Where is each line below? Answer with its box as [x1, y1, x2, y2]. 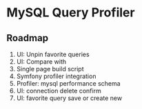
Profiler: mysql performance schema [16, 80, 121, 87]
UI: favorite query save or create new [16, 94, 122, 102]
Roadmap [6, 32, 49, 44]
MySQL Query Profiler [6, 5, 135, 21]
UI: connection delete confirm [16, 87, 101, 95]
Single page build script [16, 65, 84, 73]
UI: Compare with [16, 58, 67, 66]
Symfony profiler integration [16, 72, 97, 80]
